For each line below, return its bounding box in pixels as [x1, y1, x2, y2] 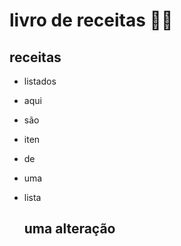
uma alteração [23, 220, 116, 238]
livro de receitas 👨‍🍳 [9, 9, 174, 32]
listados [23, 75, 57, 87]
